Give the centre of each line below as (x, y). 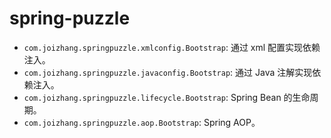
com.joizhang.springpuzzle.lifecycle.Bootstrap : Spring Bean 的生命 (167, 97)
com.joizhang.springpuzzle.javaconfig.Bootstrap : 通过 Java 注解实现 (168, 72)
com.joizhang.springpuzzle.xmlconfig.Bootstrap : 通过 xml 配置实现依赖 (172, 47)
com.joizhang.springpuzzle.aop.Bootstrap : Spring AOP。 (142, 122)
